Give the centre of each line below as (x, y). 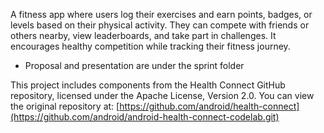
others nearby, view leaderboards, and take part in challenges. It (143, 35)
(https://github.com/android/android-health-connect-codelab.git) (145, 117)
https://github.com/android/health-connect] (209, 106)
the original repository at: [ (65, 106)
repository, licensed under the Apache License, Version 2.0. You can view (162, 95)
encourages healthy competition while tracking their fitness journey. (150, 46)
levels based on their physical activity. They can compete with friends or (160, 25)
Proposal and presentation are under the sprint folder (134, 65)
